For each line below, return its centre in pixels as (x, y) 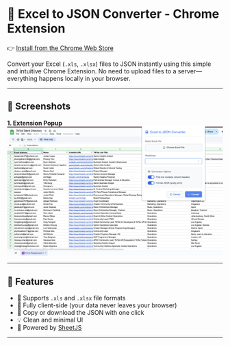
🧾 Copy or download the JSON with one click (80, 313)
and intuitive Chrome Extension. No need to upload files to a (92, 71)
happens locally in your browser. (85, 78)
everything (22, 78)
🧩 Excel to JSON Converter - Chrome (113, 14)
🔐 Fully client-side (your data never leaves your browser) (97, 305)
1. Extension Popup (35, 123)
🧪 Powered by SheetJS (49, 328)
